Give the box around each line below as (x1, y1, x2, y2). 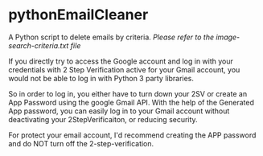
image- (216, 32, 240, 42)
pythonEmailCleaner (8, 6, 149, 24)
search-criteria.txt (8, 40, 69, 50)
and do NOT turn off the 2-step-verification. (8, 138, 154, 148)
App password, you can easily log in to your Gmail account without (8, 106, 230, 116)
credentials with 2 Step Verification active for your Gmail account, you (8, 64, 240, 74)
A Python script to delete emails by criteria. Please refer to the (8, 32, 215, 42)
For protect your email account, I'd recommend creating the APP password (8, 130, 257, 140)
